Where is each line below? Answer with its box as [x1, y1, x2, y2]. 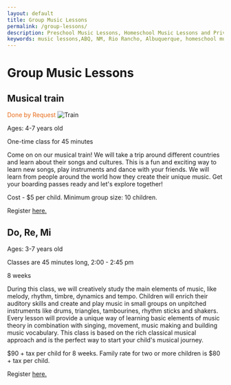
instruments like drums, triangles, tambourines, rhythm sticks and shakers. [7, 307, 219, 315]
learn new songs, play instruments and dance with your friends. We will [7, 166, 210, 174]
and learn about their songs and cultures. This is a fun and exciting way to [7, 158, 217, 166]
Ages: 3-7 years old [7, 245, 63, 253]
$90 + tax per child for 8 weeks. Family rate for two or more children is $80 [7, 349, 221, 357]
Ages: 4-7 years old [7, 124, 63, 133]
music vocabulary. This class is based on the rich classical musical [7, 328, 197, 337]
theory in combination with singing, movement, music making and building [7, 321, 218, 329]
